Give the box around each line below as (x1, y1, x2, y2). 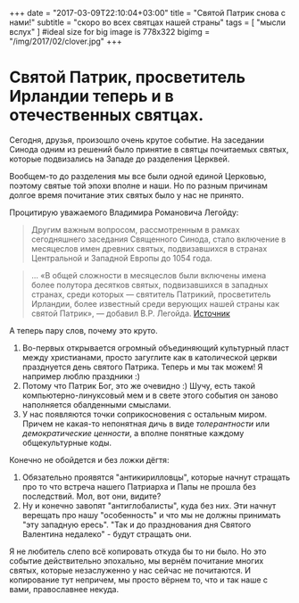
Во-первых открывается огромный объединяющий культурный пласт (21, 343, 290, 353)
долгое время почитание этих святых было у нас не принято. (9, 189, 244, 200)
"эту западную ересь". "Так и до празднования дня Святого (21, 519, 252, 530)
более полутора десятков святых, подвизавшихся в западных (30, 279, 269, 290)
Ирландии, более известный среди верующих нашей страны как (30, 298, 279, 309)
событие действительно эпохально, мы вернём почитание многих (9, 555, 264, 566)
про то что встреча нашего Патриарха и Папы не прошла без (21, 481, 257, 491)
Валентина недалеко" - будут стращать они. (21, 528, 192, 539)
